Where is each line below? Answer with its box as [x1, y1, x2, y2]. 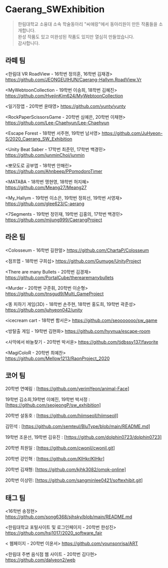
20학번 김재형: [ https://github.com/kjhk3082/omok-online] [5, 466, 126, 473]
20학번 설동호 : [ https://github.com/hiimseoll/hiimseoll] [5, 413, 118, 419]
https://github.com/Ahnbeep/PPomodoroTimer [5, 168, 103, 174]
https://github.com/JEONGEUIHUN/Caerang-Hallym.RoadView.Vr [5, 76, 142, 82]
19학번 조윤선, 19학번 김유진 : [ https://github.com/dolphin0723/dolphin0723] [5, 434, 162, 440]
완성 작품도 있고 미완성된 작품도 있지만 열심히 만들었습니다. [17, 34, 135, 40]
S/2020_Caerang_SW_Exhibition [5, 136, 73, 142]
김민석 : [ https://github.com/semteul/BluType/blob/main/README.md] [5, 423, 151, 429]
